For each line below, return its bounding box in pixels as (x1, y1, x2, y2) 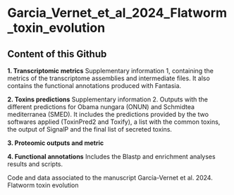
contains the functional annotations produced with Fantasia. (7, 82, 182, 89)
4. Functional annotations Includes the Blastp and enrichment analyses (7, 153, 216, 161)
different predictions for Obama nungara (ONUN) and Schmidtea (7, 103, 195, 111)
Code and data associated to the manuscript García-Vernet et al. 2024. (7, 174, 213, 182)
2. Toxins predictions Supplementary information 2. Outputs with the (7, 95, 208, 103)
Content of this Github (7, 48, 107, 60)
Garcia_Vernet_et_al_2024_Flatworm (7, 5, 228, 21)
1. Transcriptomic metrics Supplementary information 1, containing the (7, 67, 214, 75)
